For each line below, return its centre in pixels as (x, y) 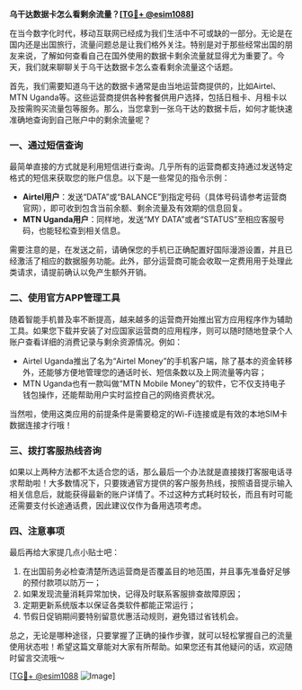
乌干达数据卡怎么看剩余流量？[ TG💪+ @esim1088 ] (102, 14)
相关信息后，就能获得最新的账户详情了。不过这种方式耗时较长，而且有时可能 (151, 494)
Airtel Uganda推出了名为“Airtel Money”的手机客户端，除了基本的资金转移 (157, 361)
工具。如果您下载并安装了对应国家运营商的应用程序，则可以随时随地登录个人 (151, 330)
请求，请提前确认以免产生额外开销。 (84, 273)
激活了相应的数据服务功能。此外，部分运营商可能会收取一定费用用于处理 (151, 261)
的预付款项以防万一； (62, 583)
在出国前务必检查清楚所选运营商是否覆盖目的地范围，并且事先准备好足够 (156, 571)
